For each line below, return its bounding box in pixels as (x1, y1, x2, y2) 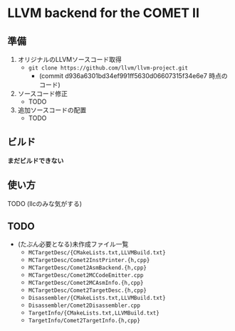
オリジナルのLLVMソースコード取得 (17, 55, 122, 63)
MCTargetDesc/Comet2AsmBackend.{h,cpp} (28, 264, 147, 271)
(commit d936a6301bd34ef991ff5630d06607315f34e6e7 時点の (38, 72, 228, 80)
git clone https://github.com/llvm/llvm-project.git (28, 65, 189, 72)
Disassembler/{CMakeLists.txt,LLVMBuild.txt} (28, 295, 166, 302)
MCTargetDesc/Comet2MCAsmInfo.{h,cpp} (28, 279, 144, 287)
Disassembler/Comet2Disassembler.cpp (28, 302, 141, 310)
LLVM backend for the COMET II (7, 5, 200, 21)
